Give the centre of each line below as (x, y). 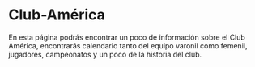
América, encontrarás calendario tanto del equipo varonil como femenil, (128, 45)
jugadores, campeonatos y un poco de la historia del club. (105, 54)
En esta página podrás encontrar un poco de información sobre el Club (127, 37)
